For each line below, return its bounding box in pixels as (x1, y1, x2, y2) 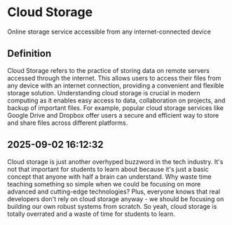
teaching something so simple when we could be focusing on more (7, 179, 201, 188)
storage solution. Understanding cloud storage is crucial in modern (7, 88, 200, 97)
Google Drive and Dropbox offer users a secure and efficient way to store (7, 111, 219, 119)
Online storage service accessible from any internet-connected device (7, 27, 212, 36)
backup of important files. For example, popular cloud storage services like (7, 103, 224, 112)
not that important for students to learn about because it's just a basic (7, 165, 209, 173)
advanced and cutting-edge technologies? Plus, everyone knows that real (7, 187, 221, 196)
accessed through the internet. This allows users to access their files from (7, 74, 222, 82)
